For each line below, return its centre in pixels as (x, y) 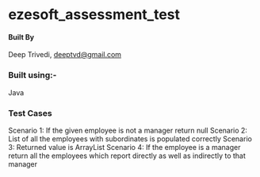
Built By (21, 37)
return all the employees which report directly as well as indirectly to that (127, 156)
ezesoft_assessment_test (94, 15)
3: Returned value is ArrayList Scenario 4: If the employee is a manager (124, 147)
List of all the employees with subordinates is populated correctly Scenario (130, 139)
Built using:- (32, 75)
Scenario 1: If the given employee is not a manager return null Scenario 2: (128, 130)
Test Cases (31, 113)
